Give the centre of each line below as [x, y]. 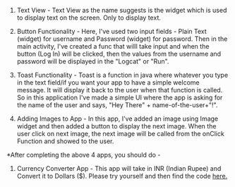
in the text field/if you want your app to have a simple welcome [108, 83]
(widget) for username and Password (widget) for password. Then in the [122, 39]
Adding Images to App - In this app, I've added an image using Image [117, 119]
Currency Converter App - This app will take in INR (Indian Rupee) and [119, 168]
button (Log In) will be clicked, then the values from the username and [119, 54]
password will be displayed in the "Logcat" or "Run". [93, 61]
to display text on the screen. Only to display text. [89, 18]
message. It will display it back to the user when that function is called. [120, 90]
